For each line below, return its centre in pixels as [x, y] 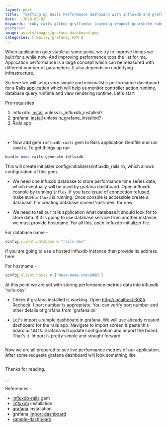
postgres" [15, 28]
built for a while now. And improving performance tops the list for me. [76, 57]
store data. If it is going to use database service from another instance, [85, 217]
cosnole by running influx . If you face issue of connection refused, [81, 192]
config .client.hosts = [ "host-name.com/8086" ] [54, 275]
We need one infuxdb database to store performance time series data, [84, 181]
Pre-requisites [20, 103]
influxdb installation [32, 403]
